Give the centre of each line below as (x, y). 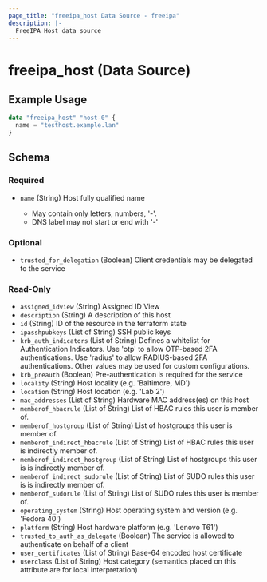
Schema (29, 158)
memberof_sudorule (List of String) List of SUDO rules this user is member (139, 493)
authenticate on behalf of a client (74, 544)
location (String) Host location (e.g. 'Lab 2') (92, 392)
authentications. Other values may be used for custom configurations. (135, 366)
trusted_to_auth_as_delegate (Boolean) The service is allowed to (127, 536)
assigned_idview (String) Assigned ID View (90, 307)
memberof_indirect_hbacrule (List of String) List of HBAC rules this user (137, 442)
